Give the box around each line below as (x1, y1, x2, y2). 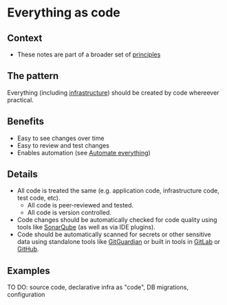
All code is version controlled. (27, 208, 112, 217)
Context (7, 32, 43, 44)
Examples (7, 264, 50, 276)
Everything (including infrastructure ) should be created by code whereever (7, 88, 219, 97)
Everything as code (7, 5, 120, 21)
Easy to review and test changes (17, 141, 110, 149)
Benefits (7, 115, 45, 128)
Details (7, 168, 38, 180)
